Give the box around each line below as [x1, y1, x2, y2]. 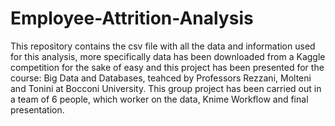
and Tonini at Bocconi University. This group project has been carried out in [10, 82, 322, 94]
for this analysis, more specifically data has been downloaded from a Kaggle [10, 50, 326, 62]
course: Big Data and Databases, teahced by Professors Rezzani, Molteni [10, 72, 312, 84]
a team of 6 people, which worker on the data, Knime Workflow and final [10, 93, 309, 105]
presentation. [10, 103, 65, 116]
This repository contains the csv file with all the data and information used [10, 40, 316, 52]
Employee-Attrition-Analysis [10, 7, 254, 30]
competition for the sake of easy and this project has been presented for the [10, 61, 325, 73]
